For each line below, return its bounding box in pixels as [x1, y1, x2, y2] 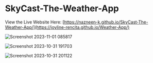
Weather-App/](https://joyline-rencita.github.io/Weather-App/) [5, 24, 130, 30]
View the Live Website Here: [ [5, 19, 65, 25]
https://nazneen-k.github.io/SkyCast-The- [64, 19, 148, 25]
